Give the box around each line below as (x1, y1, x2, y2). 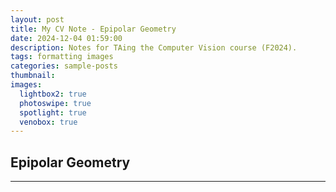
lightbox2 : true (19, 89, 87, 99)
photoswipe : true (19, 98, 92, 108)
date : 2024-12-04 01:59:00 (10, 33, 123, 43)
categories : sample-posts (10, 61, 118, 71)
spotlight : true (19, 107, 87, 118)
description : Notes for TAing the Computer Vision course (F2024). (10, 42, 298, 53)
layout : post (10, 14, 65, 25)
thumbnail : (10, 71, 56, 81)
